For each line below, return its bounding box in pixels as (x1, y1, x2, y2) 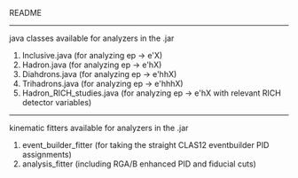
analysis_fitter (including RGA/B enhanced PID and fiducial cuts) (21, 159, 257, 169)
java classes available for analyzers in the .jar (9, 33, 175, 43)
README (9, 8, 43, 18)
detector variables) (21, 97, 92, 107)
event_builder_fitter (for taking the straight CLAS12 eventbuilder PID (21, 140, 270, 150)
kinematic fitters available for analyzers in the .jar (9, 123, 189, 133)
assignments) (21, 150, 73, 159)
